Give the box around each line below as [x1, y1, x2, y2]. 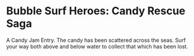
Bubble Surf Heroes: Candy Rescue [6, 4, 186, 18]
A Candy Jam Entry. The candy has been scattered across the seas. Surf [6, 36, 186, 43]
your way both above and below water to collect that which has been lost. [6, 43, 189, 50]
